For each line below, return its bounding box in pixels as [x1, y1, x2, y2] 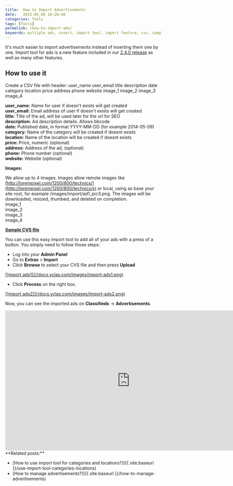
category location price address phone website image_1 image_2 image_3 [5, 88, 156, 94]
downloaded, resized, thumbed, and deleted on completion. [5, 196, 128, 202]
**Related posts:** [5, 450, 45, 456]
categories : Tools [5, 16, 43, 21]
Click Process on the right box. [12, 281, 76, 287]
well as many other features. [5, 55, 64, 60]
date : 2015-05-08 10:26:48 [5, 12, 66, 17]
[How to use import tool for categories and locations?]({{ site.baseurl [12, 460, 154, 466]
